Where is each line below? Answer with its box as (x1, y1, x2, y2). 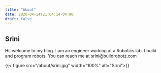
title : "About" (5, 7, 36, 12)
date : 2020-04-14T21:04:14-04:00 (5, 12, 74, 17)
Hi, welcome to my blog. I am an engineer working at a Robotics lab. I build (5, 48, 157, 54)
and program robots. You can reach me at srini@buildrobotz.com (5, 53, 137, 59)
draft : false (5, 16, 32, 21)
